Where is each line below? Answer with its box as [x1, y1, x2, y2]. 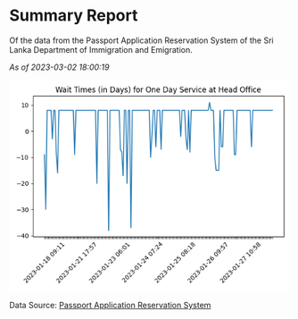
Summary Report [9, 5, 138, 26]
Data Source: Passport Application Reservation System [9, 299, 211, 310]
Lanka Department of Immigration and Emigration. [9, 44, 194, 55]
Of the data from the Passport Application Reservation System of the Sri [9, 35, 274, 46]
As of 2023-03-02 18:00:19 [9, 62, 110, 72]
